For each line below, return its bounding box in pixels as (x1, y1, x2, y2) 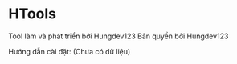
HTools (8, 5, 57, 23)
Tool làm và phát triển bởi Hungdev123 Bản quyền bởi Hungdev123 (8, 31, 229, 41)
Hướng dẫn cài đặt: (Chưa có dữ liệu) (8, 46, 131, 56)
